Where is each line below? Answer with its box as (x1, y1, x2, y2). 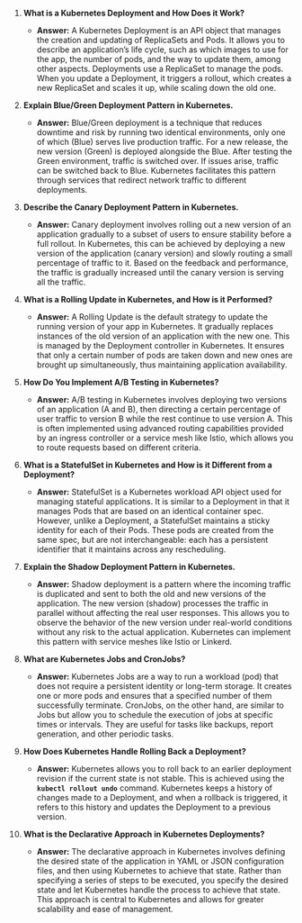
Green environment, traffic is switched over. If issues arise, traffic (36, 156, 280, 166)
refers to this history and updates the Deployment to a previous (36, 801, 271, 812)
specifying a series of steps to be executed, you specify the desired (36, 875, 289, 885)
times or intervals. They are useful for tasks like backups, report (36, 719, 273, 729)
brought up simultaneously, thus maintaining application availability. (36, 359, 288, 370)
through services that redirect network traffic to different (36, 175, 247, 186)
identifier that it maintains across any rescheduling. (36, 544, 226, 555)
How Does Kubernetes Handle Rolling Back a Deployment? (22, 747, 246, 756)
